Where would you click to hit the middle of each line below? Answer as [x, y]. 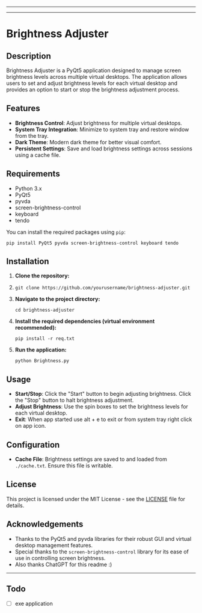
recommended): [36, 328]
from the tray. [32, 135]
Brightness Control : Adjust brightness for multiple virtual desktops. [98, 123]
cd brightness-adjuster [45, 310]
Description [29, 56]
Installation [28, 261]
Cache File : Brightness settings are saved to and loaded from [91, 459]
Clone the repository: [42, 276]
